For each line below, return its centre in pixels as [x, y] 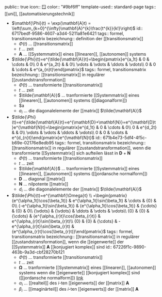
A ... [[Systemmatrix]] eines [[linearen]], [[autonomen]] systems [82, 54]
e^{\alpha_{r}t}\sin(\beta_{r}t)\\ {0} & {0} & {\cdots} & [64, 221]
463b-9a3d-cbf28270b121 [38, 252]
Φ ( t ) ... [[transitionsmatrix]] [46, 44]
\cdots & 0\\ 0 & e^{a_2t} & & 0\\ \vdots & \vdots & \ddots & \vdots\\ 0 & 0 [84, 64]
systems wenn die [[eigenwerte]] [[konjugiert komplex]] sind [79, 272]
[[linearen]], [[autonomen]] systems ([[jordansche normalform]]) [83, 173]
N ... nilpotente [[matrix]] [43, 184]
